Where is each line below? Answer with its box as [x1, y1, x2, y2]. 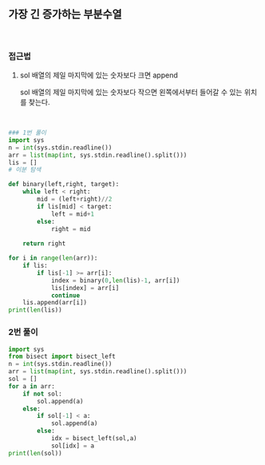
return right [22, 240, 66, 248]
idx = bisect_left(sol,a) [50, 435, 137, 443]
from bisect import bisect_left [8, 352, 116, 361]
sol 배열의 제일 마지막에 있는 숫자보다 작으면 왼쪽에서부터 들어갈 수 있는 [19, 87, 243, 97]
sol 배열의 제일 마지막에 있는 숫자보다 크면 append [19, 70, 178, 80]
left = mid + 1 [50, 210, 94, 218]
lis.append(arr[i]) [22, 299, 88, 307]
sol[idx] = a [50, 442, 94, 450]
